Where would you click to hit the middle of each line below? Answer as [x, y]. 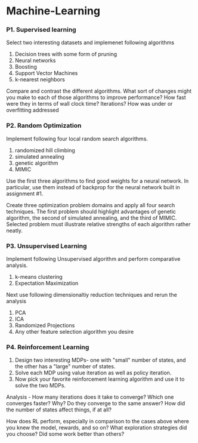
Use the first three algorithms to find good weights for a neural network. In [98, 181]
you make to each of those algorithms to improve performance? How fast [96, 97]
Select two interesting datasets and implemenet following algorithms [90, 42]
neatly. [14, 230]
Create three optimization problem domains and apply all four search [91, 205]
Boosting [26, 67]
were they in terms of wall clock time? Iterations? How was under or [89, 104]
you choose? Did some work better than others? [65, 434]
